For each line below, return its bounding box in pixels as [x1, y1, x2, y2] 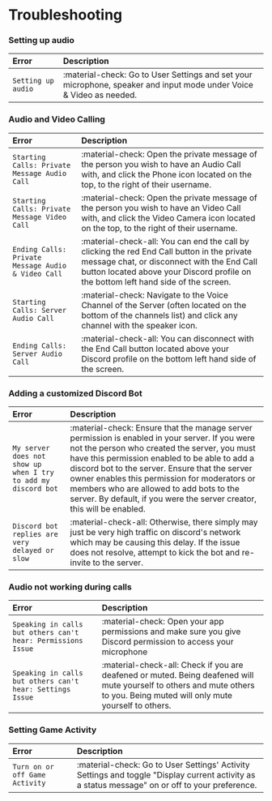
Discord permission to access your [101, 636, 234, 648]
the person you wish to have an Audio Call [80, 158, 241, 169]
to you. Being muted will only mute [101, 690, 233, 701]
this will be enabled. [70, 503, 146, 515]
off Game [12, 770, 46, 779]
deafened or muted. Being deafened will [101, 670, 254, 681]
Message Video [12, 212, 67, 221]
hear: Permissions [12, 636, 83, 645]
